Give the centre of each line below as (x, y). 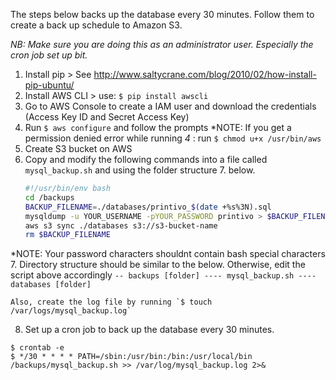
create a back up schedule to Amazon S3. (96, 25)
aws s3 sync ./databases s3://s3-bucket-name (121, 225)
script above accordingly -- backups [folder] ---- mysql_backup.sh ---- (163, 275)
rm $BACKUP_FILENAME (67, 235)
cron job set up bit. (49, 55)
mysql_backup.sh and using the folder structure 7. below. (140, 170)
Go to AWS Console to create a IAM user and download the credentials (170, 106)
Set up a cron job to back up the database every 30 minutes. (149, 330)
